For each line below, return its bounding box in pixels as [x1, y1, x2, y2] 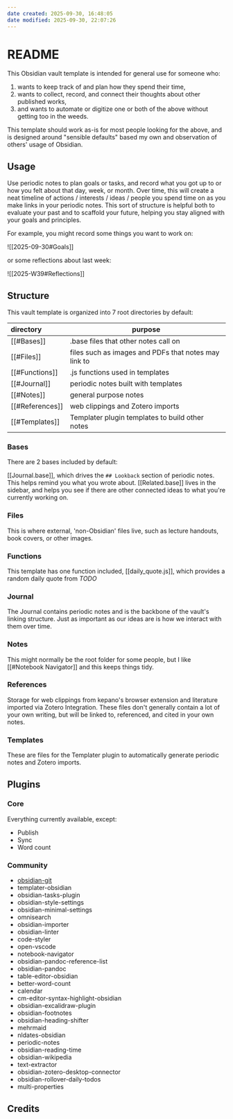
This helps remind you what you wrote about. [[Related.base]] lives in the [7, 479, 216, 487]
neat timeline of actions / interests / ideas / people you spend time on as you [7, 194, 226, 202]
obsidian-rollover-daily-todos [17, 1075, 101, 1084]
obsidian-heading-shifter [17, 1016, 89, 1025]
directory [10, 325, 42, 334]
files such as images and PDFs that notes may [69, 348, 220, 357]
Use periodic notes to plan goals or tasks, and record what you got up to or [7, 179, 222, 187]
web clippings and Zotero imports [69, 402, 180, 411]
